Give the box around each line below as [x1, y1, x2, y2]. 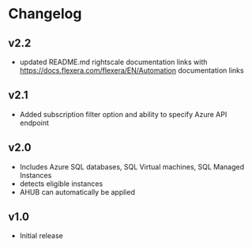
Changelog [8, 5, 82, 23]
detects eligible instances [19, 179, 103, 188]
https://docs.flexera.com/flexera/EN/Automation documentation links [19, 66, 244, 75]
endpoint [19, 118, 50, 127]
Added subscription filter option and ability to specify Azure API [19, 109, 228, 119]
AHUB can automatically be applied [19, 187, 136, 196]
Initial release [19, 231, 63, 241]
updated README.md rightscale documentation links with [19, 57, 208, 66]
